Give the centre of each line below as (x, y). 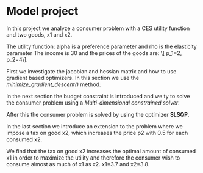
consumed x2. (24, 139)
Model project (42, 11)
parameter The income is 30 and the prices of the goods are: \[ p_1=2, (94, 53)
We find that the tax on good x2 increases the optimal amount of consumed (101, 151)
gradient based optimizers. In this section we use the (73, 78)
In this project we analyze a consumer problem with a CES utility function (98, 28)
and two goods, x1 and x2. (39, 34)
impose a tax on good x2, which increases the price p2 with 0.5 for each (97, 133)
